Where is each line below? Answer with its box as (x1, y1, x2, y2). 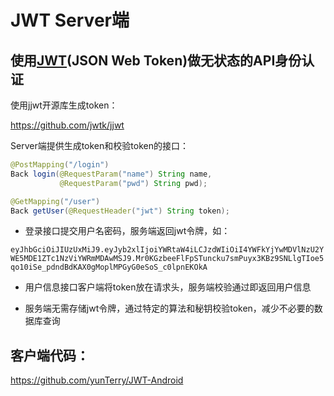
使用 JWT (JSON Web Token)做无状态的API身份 (10, 52, 302, 69)
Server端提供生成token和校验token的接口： (10, 140, 189, 151)
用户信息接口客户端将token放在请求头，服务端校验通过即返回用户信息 (24, 281, 312, 293)
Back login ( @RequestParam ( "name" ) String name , (10, 169, 213, 179)
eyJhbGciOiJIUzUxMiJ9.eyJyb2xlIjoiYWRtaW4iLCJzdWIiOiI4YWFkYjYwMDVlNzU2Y (10, 245, 325, 255)
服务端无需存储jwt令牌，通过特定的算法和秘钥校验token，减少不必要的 (24, 302, 315, 315)
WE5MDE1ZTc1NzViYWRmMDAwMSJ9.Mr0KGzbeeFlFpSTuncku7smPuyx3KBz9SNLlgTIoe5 (10, 254, 325, 264)
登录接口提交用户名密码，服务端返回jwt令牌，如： (24, 225, 231, 237)
